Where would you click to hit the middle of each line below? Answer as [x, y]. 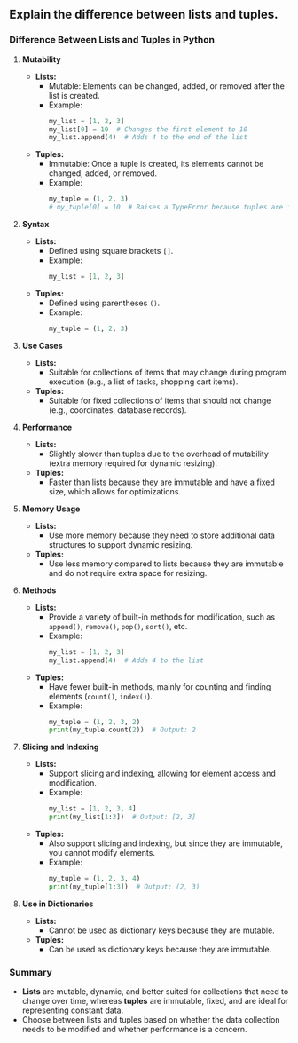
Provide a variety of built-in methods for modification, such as [162, 617]
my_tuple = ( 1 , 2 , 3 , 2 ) [94, 722]
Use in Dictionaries [58, 904]
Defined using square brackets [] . [111, 251]
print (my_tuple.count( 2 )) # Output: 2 [122, 730]
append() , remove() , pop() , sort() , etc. [118, 626]
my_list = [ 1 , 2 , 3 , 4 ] [93, 809]
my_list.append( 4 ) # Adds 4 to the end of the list [148, 138]
